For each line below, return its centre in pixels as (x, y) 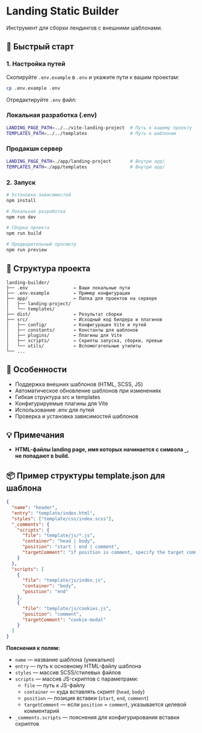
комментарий (41, 711)
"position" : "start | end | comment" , (71, 547)
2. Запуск (21, 182)
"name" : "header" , (35, 508)
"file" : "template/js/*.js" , (59, 536)
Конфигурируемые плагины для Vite (61, 403)
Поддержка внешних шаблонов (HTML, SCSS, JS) (79, 384)
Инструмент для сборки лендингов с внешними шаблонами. (84, 28)
